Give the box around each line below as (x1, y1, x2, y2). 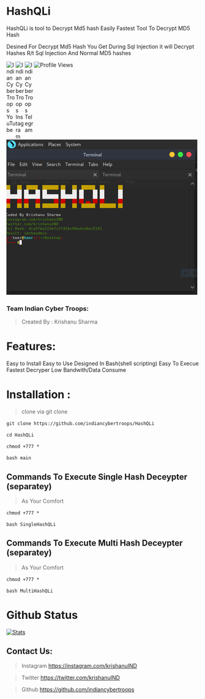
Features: (6, 339, 56, 353)
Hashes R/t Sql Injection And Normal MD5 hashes (6, 49, 132, 56)
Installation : (6, 388, 71, 402)
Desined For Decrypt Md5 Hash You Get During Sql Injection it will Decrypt (6, 43, 195, 50)
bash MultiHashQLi (6, 588, 53, 594)
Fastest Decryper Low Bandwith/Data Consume (6, 366, 127, 374)
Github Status (6, 608, 78, 622)
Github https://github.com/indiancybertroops (21, 686, 135, 693)
